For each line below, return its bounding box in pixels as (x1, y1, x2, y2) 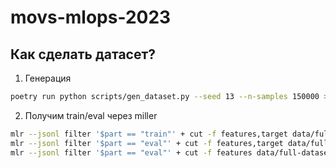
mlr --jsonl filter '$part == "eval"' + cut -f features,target (10, 138, 284, 148)
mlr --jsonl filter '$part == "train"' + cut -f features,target (10, 129, 288, 139)
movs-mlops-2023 (10, 6, 172, 29)
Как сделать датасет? (10, 46, 156, 63)
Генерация (24, 72, 72, 84)
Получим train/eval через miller (24, 109, 158, 121)
